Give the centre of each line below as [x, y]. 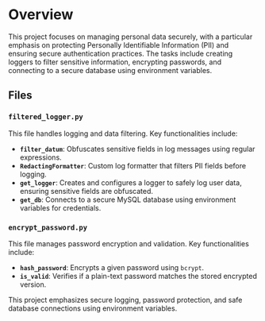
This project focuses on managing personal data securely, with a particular [131, 37]
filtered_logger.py [46, 117]
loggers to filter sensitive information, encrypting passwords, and [115, 62]
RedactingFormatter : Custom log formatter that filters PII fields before [133, 165]
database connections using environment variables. [93, 308]
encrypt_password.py [48, 227]
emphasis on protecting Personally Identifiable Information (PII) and [119, 44]
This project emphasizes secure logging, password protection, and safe [125, 300]
